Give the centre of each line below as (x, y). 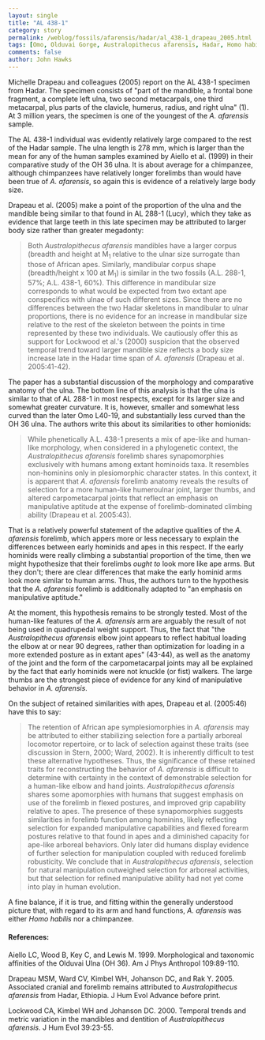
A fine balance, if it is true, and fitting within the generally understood (121, 902)
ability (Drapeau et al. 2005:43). (79, 515)
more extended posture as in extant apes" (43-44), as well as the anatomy (129, 655)
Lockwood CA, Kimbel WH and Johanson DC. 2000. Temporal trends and (127, 1010)
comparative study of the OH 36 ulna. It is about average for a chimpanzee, (131, 164)
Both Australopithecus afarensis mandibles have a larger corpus (132, 245)
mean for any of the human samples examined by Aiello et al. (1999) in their (131, 156)
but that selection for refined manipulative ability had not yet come (135, 879)
